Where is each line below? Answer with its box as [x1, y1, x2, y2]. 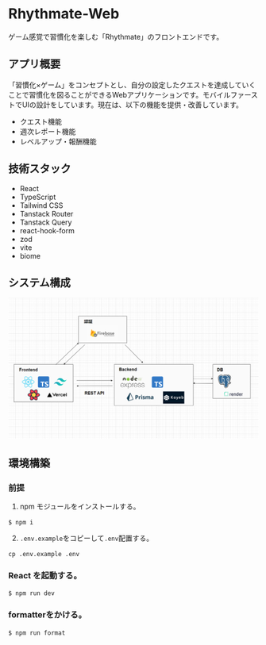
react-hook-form [19, 225, 75, 235]
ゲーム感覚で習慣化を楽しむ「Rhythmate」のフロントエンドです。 [8, 32, 224, 41]
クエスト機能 [19, 117, 62, 126]
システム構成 [8, 275, 71, 290]
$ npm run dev [8, 589, 56, 597]
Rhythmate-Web [8, 5, 120, 23]
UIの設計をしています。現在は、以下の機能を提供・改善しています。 [21, 100, 244, 109]
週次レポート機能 [19, 126, 76, 136]
